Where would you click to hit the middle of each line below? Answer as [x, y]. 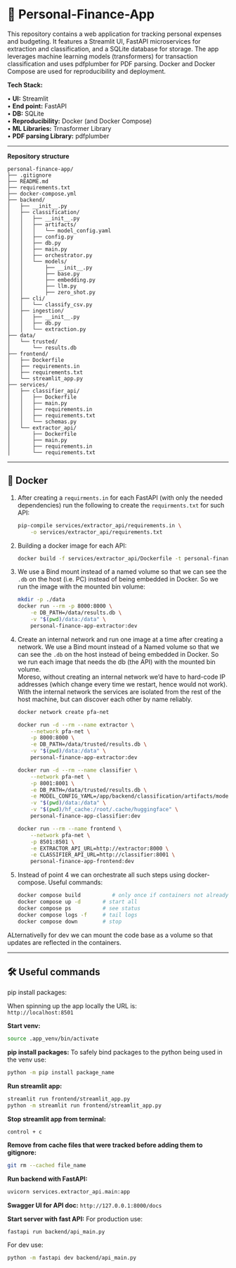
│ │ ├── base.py [44, 274]
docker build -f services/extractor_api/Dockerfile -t [99, 558]
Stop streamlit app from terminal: [57, 1119]
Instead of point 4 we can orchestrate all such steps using [101, 875]
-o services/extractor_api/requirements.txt [97, 532]
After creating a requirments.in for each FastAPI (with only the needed [120, 497]
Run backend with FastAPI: [47, 1179]
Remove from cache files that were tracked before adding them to [105, 1145]
